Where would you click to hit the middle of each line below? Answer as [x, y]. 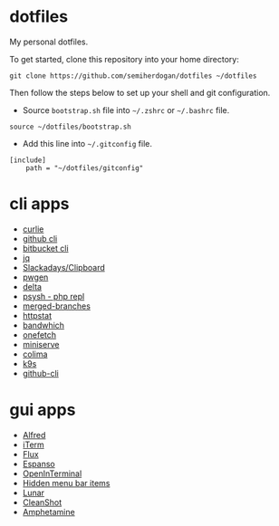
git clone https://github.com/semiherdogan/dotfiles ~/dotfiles [133, 76]
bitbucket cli [46, 248]
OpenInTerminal [52, 473]
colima [35, 354]
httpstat [37, 315]
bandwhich [43, 325]
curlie [33, 229]
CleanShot [42, 502]
